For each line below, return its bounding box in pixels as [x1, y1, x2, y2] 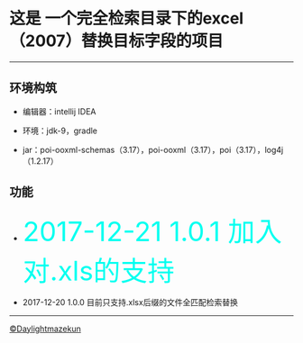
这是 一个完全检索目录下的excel [9, 8, 244, 29]
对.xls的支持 [22, 253, 175, 288]
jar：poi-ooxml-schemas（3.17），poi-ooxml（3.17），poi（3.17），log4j [22, 144, 284, 155]
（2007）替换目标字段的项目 [9, 31, 224, 51]
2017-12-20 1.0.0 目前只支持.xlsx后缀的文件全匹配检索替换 [22, 296, 239, 307]
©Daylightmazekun [9, 323, 81, 334]
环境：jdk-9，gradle [22, 125, 97, 136]
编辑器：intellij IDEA [22, 105, 96, 117]
